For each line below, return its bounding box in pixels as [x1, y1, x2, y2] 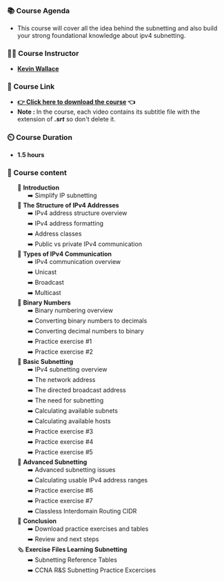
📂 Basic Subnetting [17, 358, 74, 366]
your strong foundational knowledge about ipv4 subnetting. [17, 32, 186, 40]
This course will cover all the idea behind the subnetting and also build [17, 24, 218, 32]
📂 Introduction [17, 183, 60, 192]
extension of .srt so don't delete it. [17, 114, 116, 123]
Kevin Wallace [17, 64, 59, 72]
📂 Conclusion [17, 517, 57, 525]
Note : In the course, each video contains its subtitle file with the [17, 108, 201, 116]
